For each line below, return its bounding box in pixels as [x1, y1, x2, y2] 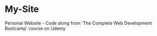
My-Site [5, 3, 39, 15]
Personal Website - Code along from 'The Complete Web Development [5, 20, 152, 26]
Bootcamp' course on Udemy [5, 25, 66, 31]
